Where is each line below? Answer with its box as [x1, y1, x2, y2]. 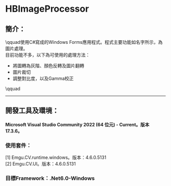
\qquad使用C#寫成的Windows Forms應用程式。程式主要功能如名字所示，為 [5, 39, 163, 45]
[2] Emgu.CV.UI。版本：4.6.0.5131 [5, 161, 76, 167]
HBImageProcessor [5, 3, 89, 15]
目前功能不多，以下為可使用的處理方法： [5, 52, 90, 58]
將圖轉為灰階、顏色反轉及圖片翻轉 [12, 63, 84, 69]
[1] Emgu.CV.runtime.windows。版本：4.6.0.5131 [5, 154, 107, 161]
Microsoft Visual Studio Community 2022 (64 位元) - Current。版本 [5, 121, 150, 127]
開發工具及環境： [5, 107, 59, 115]
